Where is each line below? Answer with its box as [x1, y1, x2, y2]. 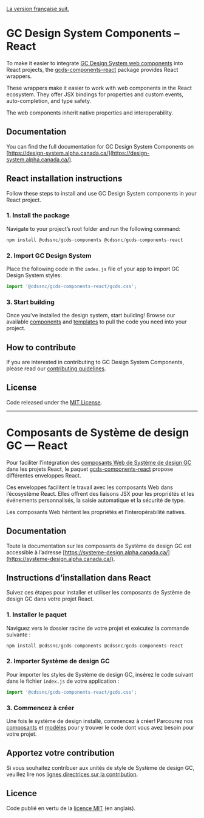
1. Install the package [6, 211, 70, 220]
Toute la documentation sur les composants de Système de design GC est [6, 542, 192, 549]
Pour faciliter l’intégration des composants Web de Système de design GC [6, 459, 192, 466]
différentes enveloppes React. [6, 471, 81, 479]
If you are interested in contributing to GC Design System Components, [6, 359, 185, 366]
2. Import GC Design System [6, 251, 92, 259]
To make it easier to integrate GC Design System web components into [6, 59, 183, 66]
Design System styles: [6, 272, 63, 279]
